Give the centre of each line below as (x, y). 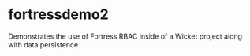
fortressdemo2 (58, 15)
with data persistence (43, 44)
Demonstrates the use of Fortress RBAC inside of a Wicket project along (125, 36)
